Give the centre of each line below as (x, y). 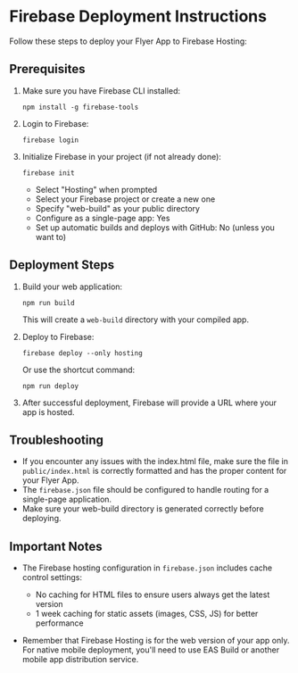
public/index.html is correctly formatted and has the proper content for (154, 471)
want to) (51, 237)
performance (60, 623)
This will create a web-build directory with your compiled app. (136, 320)
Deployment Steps (62, 265)
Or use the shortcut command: (79, 370)
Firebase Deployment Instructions (138, 17)
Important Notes (56, 546)
